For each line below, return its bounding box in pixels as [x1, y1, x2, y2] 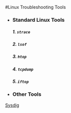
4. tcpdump [12, 66, 34, 72]
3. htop [12, 54, 27, 60]
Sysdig [5, 102, 19, 108]
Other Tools [12, 91, 42, 98]
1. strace [12, 29, 31, 35]
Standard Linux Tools [12, 16, 65, 23]
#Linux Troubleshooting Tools [5, 4, 66, 10]
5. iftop [12, 78, 29, 84]
